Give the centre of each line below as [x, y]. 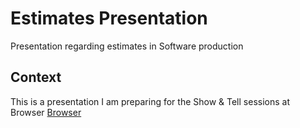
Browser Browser [46, 112]
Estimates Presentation [109, 18]
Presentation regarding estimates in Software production [127, 46]
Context [36, 77]
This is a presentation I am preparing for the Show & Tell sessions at [150, 101]
